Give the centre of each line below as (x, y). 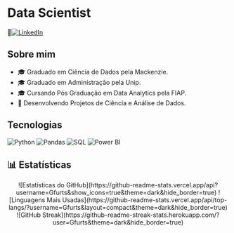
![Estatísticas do (41, 185)
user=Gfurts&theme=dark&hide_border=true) (118, 222)
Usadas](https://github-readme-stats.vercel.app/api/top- (144, 200)
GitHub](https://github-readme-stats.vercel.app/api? (142, 185)
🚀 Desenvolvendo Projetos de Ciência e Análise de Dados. (102, 102)
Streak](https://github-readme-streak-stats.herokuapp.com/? (131, 215)
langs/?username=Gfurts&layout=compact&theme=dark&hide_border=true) (118, 208)
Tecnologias (35, 125)
